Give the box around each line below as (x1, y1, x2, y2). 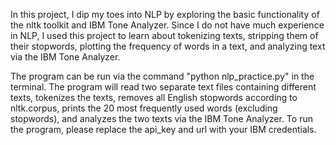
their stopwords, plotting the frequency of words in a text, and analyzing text (10, 40, 326, 52)
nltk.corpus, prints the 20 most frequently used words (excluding (10, 102, 278, 114)
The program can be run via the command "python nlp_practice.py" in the (10, 70, 315, 82)
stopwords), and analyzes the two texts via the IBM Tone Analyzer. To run (10, 113, 313, 124)
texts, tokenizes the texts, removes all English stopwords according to (10, 92, 298, 103)
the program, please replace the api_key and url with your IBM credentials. (10, 124, 317, 135)
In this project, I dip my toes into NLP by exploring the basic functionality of (10, 9, 320, 20)
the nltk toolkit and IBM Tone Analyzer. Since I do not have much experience (10, 19, 325, 31)
